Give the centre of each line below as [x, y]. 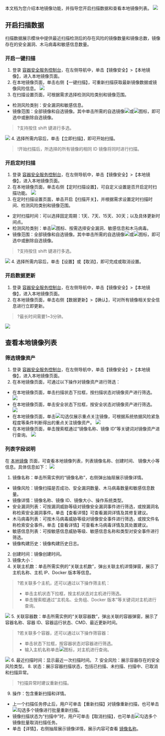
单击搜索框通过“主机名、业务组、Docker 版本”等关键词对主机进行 [90, 599]
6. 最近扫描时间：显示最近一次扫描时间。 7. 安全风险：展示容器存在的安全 [85, 660]
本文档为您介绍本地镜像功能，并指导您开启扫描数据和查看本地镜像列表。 [78, 8]
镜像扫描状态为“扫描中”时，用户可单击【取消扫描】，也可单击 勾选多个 [85, 716]
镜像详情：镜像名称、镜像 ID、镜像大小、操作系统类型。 [69, 500]
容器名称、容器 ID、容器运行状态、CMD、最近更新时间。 [63, 622]
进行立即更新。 [32, 306]
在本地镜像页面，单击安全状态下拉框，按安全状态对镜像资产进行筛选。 [83, 404]
